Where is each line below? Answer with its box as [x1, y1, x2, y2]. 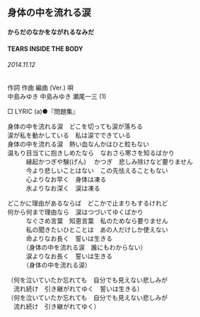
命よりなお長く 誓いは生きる [25, 234, 113, 242]
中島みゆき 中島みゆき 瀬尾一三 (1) [7, 92, 107, 100]
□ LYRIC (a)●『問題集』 [7, 107, 79, 115]
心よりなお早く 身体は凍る [25, 175, 107, 184]
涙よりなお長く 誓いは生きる [25, 251, 113, 260]
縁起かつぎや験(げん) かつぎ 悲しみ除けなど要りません [25, 157, 193, 166]
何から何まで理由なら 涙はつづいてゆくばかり [7, 208, 143, 216]
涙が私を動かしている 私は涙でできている [7, 131, 131, 139]
